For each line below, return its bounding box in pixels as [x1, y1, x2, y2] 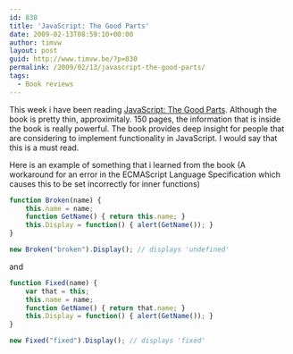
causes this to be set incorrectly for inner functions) [9, 178, 201, 189]
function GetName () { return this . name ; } [25, 212, 186, 222]
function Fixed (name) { [9, 278, 98, 287]
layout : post [9, 46, 58, 55]
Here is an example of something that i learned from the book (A [9, 159, 247, 170]
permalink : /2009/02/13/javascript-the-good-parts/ [9, 63, 205, 72]
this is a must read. [9, 142, 80, 153]
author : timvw [9, 38, 63, 47]
